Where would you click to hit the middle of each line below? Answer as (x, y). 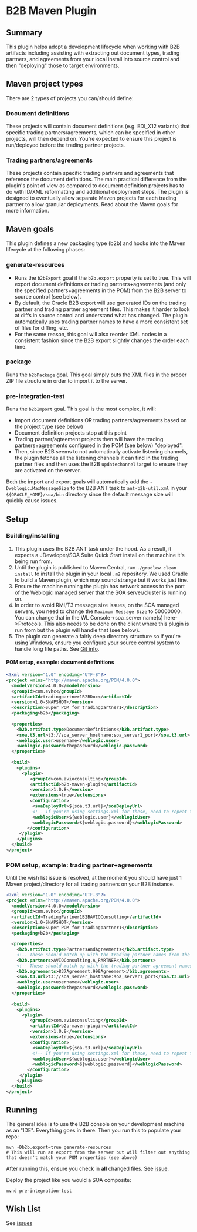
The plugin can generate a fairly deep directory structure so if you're (97, 636)
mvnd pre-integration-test (39, 1191)
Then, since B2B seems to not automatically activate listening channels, (101, 452)
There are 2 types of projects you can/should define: (70, 98)
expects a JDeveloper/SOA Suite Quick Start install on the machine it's (99, 555)
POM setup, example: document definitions (60, 662)
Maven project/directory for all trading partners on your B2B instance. (90, 884)
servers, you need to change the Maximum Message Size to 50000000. (98, 611)
